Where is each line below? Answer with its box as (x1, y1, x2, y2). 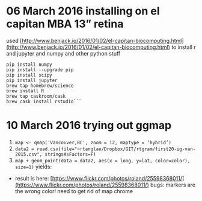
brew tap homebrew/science (6, 83, 74, 89)
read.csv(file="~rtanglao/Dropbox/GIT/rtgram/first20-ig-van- (37, 146, 196, 152)
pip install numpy (6, 62, 52, 68)
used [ (6, 37, 22, 44)
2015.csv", (14, 151, 43, 158)
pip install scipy (6, 72, 52, 78)
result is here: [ (14, 174, 53, 182)
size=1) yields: (14, 163, 52, 170)
